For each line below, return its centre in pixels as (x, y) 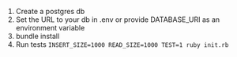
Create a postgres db (50, 11)
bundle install (38, 36)
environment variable (50, 28)
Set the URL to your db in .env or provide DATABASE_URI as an (118, 20)
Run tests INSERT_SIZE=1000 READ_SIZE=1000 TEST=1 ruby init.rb (122, 45)
